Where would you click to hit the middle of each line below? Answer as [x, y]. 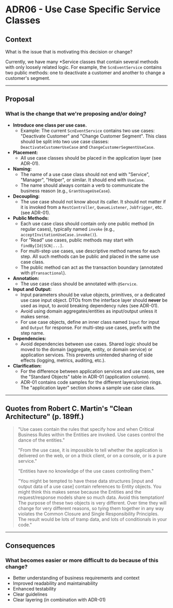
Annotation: [26, 278]
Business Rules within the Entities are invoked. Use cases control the [91, 435]
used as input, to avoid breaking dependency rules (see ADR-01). [90, 305]
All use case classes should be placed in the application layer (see [91, 158]
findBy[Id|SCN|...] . [42, 245]
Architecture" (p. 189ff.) [45, 417]
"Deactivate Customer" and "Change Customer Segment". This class [93, 136]
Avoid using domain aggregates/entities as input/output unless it [89, 311]
